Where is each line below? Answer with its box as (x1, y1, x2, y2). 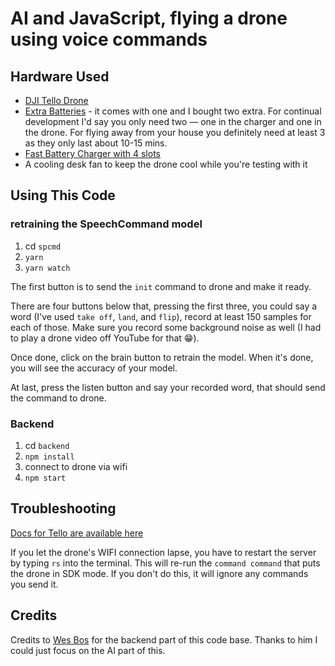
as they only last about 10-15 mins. (24, 137, 168, 149)
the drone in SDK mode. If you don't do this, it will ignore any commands (10, 567, 309, 579)
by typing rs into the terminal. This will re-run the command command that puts (10, 557, 321, 569)
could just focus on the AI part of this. (10, 644, 166, 656)
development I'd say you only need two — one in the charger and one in (24, 116, 322, 127)
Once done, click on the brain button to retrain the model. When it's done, (10, 351, 314, 363)
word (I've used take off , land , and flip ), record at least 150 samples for (10, 310, 312, 322)
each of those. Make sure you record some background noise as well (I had (10, 321, 322, 333)
